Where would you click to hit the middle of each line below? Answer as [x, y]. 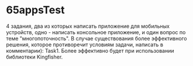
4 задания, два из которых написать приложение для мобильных [88, 26]
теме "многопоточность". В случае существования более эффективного [96, 38]
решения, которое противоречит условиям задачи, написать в [85, 45]
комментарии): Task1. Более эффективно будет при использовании [90, 50]
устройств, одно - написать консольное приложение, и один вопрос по [96, 32]
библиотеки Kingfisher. [35, 57]
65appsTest [35, 10]
